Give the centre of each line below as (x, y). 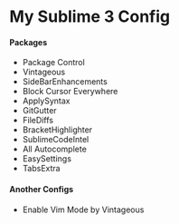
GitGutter (39, 111)
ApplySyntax (46, 101)
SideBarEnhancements (65, 82)
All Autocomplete (55, 149)
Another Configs (42, 189)
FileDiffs (38, 121)
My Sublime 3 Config (89, 17)
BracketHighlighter (57, 130)
